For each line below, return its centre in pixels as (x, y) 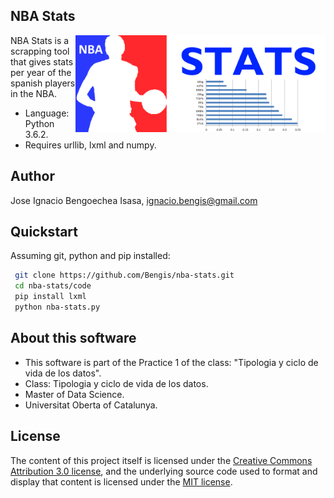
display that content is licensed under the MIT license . (121, 481)
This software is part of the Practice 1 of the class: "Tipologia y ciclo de (171, 362)
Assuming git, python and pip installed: (90, 256)
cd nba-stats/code (53, 286)
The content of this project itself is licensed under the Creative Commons (161, 460)
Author (32, 176)
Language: (47, 113)
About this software (73, 338)
